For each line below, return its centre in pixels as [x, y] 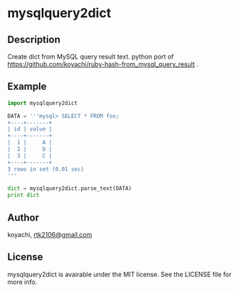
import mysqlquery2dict [43, 103]
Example [27, 87]
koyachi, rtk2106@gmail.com [50, 235]
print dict [23, 195]
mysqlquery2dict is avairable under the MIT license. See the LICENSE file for [119, 274]
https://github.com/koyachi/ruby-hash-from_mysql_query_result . [103, 64]
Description [34, 40]
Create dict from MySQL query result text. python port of [91, 56]
